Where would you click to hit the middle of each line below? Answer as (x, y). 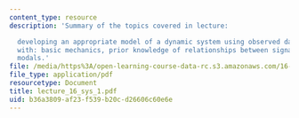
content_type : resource (53, 17)
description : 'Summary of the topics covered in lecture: (119, 26)
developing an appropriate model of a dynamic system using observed (149, 42)
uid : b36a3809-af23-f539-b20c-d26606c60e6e (91, 99)
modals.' (33, 59)
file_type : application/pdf (61, 75)
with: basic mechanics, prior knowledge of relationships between (143, 50)
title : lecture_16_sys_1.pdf (63, 91)
